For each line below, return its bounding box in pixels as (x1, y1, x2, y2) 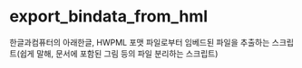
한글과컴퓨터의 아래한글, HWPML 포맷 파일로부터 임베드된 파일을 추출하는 (9, 37, 270, 47)
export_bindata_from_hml (9, 6, 209, 27)
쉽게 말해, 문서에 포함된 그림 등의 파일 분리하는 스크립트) (19, 47, 219, 59)
